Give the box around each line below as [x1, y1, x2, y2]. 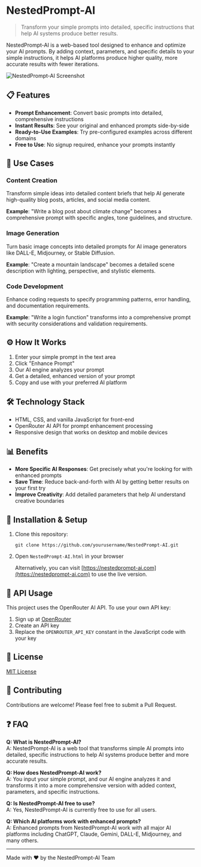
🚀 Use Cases [6, 158, 54, 168]
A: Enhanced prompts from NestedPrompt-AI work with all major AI [6, 824, 172, 831]
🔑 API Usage [6, 588, 53, 598]
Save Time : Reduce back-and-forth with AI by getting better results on [14, 478, 190, 485]
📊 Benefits [6, 447, 48, 457]
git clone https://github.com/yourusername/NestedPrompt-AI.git [14, 542, 179, 548]
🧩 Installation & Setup [6, 515, 88, 525]
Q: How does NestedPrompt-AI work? [6, 769, 102, 776]
